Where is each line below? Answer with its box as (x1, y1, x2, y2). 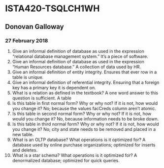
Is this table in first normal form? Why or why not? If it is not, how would (12, 100, 158, 106)
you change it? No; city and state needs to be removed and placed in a (12, 126, 156, 132)
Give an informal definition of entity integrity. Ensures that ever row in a (12, 69, 157, 75)
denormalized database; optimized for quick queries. (12, 157, 120, 163)
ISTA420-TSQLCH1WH (5, 3, 100, 14)
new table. (12, 131, 34, 137)
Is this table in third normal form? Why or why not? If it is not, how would (12, 121, 159, 127)
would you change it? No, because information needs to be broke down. (12, 116, 159, 121)
